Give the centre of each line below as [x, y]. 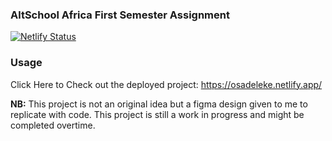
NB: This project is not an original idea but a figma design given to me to [159, 104]
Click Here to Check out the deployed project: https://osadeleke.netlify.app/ [166, 84]
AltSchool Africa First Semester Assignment [120, 15]
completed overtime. [53, 125]
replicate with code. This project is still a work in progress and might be [157, 114]
